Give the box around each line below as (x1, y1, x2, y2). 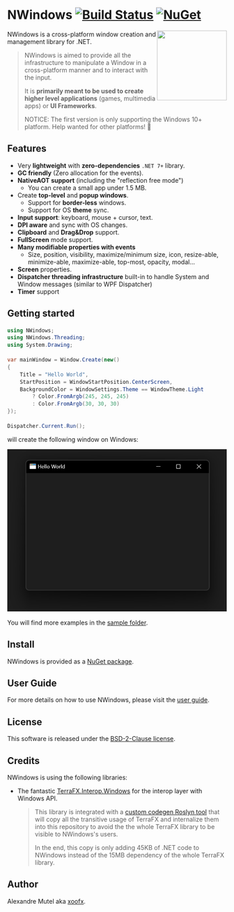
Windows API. (17, 794, 58, 802)
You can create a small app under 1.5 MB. (27, 184, 147, 192)
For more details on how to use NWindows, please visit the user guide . (7, 696, 210, 704)
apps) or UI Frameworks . (24, 101, 97, 110)
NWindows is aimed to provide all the (24, 51, 132, 59)
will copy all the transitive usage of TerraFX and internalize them (34, 815, 219, 823)
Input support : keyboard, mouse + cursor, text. (17, 213, 153, 221)
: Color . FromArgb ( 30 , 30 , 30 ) (32, 401, 120, 408)
